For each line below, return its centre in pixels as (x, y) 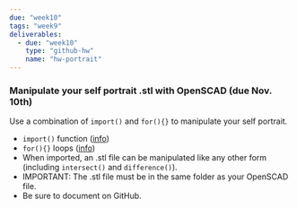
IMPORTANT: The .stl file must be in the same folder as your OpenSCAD (155, 177)
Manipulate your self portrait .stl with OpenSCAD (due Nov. (140, 91)
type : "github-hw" (60, 51)
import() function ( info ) (66, 139)
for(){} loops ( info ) (59, 148)
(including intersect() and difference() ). (100, 168)
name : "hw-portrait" (64, 59)
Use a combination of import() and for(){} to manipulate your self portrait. (148, 121)
